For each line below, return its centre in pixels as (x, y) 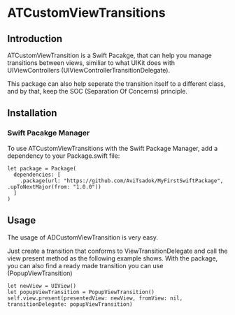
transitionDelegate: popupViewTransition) (70, 304)
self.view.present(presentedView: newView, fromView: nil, (95, 298)
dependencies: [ (37, 175)
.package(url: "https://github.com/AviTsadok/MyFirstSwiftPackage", (122, 181)
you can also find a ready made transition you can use (85, 265)
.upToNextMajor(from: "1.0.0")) (54, 186)
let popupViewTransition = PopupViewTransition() (81, 292)
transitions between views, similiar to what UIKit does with (91, 63)
